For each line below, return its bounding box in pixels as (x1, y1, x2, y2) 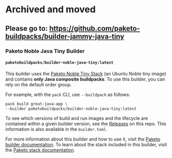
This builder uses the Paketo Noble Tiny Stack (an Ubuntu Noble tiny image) (5, 70, 166, 76)
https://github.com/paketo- (49, 24, 140, 33)
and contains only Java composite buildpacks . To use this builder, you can (5, 76, 165, 82)
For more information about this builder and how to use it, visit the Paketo (5, 136, 161, 142)
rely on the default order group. (5, 81, 72, 88)
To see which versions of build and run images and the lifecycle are (5, 115, 148, 122)
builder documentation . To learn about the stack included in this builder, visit (5, 142, 167, 148)
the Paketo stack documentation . (5, 147, 75, 153)
